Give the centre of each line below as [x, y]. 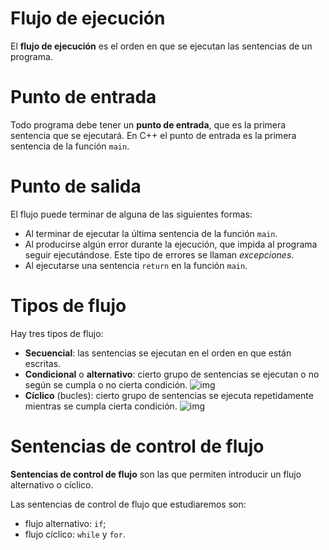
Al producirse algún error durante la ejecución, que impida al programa [171, 244]
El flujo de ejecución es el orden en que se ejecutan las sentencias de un [161, 46]
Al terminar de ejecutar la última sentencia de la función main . [151, 233]
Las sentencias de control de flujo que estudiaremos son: [128, 504]
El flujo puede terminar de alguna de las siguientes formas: [131, 214]
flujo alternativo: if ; [65, 523]
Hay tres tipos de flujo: [57, 333]
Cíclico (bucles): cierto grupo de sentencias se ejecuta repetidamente [169, 395]
